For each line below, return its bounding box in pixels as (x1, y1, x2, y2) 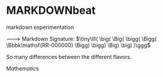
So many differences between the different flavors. (6, 53, 132, 60)
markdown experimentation (6, 23, 74, 31)
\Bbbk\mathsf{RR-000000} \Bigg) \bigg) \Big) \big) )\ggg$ (6, 42, 151, 49)
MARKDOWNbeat (6, 4, 96, 17)
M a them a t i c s (6, 64, 39, 72)
